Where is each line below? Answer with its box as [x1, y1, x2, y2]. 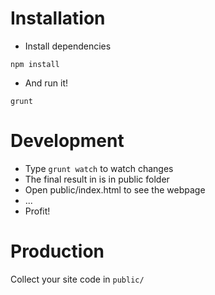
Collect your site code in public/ [10, 273, 145, 285]
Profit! [24, 205, 51, 217]
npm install [10, 59, 60, 69]
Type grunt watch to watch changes [24, 162, 174, 174]
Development [10, 130, 125, 152]
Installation [10, 7, 106, 30]
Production [10, 240, 105, 263]
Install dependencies [24, 40, 112, 52]
